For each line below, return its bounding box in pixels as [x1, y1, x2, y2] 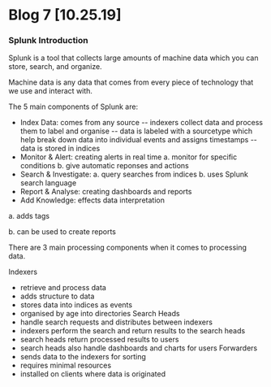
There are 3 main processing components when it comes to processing [8, 242, 247, 253]
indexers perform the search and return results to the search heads [19, 326, 246, 336]
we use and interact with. [8, 86, 93, 96]
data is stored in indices [19, 144, 101, 154]
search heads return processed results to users [19, 335, 179, 345]
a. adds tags [8, 211, 50, 221]
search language [19, 178, 77, 188]
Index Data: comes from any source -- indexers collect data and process [19, 118, 264, 128]
